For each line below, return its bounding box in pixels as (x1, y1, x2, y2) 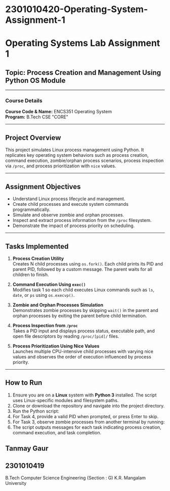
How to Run (5, 378, 42, 387)
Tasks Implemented (5, 242, 69, 251)
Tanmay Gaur (5, 444, 49, 453)
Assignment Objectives (5, 182, 81, 191)
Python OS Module (5, 76, 66, 84)
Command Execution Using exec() (12, 281, 86, 287)
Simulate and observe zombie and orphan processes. (12, 212, 124, 218)
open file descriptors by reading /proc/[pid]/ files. (12, 333, 119, 339)
